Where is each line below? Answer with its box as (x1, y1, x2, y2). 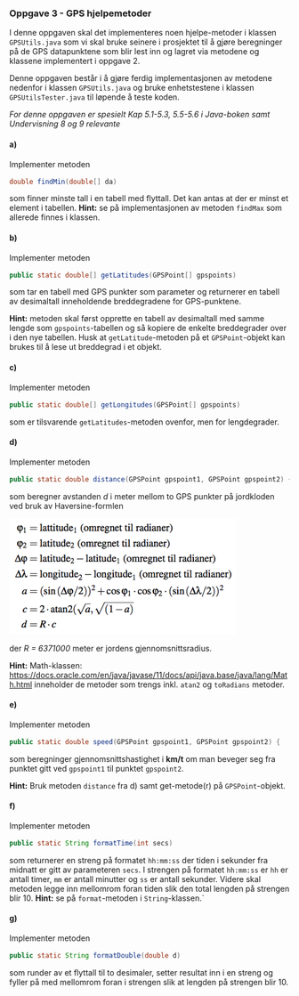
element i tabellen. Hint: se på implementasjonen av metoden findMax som (9, 203, 283, 214)
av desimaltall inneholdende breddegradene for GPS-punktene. (9, 296, 242, 307)
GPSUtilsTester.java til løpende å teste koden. (9, 92, 180, 102)
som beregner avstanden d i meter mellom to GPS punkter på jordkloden (9, 490, 275, 501)
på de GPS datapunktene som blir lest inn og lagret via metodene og (9, 46, 260, 57)
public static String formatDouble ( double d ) (9, 951, 181, 960)
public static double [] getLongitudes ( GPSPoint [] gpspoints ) (9, 400, 241, 409)
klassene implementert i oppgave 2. (9, 56, 141, 67)
